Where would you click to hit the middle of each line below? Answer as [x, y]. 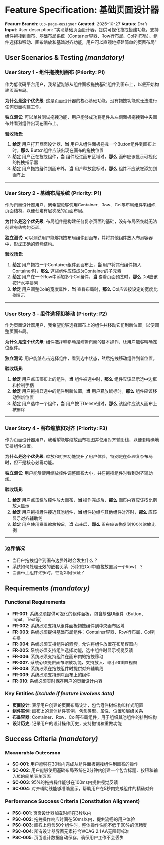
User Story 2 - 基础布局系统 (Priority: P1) [53, 193]
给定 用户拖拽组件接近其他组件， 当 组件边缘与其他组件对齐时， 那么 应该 [84, 512]
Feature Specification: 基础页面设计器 [82, 10]
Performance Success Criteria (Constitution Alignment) [72, 801]
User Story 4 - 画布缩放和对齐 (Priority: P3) [56, 428]
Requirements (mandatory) [48, 588]
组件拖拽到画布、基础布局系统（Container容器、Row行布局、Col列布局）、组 [81, 36]
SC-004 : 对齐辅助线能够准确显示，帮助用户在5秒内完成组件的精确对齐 [83, 789]
